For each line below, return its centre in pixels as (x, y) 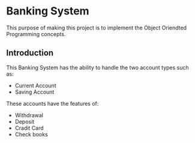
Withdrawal (29, 115)
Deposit (25, 121)
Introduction (30, 53)
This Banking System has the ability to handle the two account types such (97, 67)
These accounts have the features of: (52, 103)
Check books (31, 134)
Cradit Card (29, 128)
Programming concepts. (36, 34)
